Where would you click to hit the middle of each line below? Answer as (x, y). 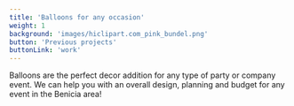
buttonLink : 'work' (45, 50)
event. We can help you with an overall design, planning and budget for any (147, 85)
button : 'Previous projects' (63, 42)
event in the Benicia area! (56, 95)
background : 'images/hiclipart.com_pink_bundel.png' (109, 34)
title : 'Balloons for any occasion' (77, 17)
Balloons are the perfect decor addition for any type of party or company (143, 75)
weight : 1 (28, 26)
